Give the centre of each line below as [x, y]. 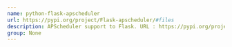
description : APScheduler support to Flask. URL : [81, 26]
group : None [24, 33]
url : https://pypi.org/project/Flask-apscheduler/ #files [91, 20]
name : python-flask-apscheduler [54, 13]
